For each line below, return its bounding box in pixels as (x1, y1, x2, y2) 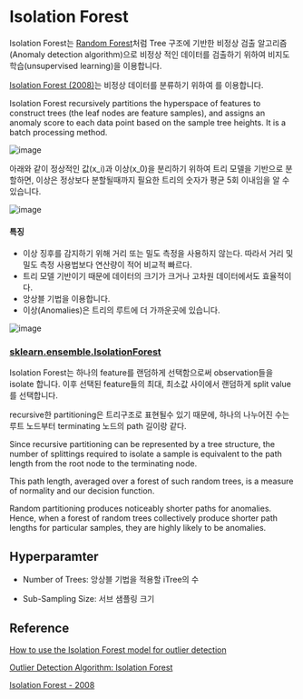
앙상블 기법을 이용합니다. (22, 294, 111, 305)
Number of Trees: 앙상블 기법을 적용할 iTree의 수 (22, 574, 200, 585)
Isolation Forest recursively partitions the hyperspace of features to (9, 97, 261, 108)
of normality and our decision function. (9, 485, 155, 496)
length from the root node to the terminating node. (9, 458, 198, 469)
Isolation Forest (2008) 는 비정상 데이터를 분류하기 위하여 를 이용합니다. (9, 79, 264, 90)
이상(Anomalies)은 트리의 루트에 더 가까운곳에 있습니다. (22, 305, 220, 315)
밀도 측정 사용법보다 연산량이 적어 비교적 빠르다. (22, 259, 192, 270)
